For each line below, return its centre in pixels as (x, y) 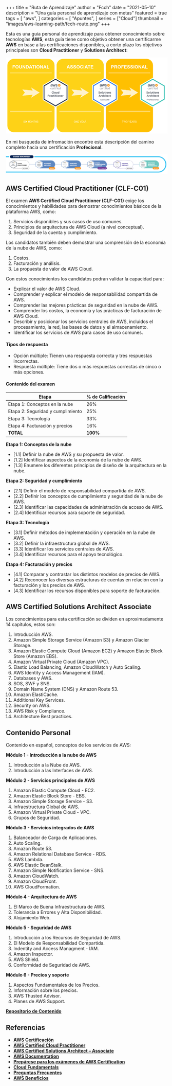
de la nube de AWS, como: (34, 248)
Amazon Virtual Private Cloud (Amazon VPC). (61, 662)
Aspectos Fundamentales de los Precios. (56, 985)
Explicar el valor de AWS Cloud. (47, 289)
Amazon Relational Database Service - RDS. (60, 854)
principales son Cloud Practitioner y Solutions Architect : (67, 50)
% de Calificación (106, 397)
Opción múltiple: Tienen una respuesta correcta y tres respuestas (83, 356)
